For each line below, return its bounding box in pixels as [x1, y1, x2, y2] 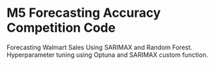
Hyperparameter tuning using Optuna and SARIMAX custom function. [6, 51, 209, 59]
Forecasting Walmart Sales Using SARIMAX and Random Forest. [6, 43, 193, 51]
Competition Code [6, 20, 116, 36]
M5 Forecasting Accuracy [6, 5, 161, 21]
